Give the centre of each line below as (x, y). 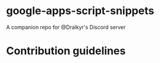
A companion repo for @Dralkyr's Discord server (66, 27)
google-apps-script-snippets (80, 11)
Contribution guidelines (66, 51)
